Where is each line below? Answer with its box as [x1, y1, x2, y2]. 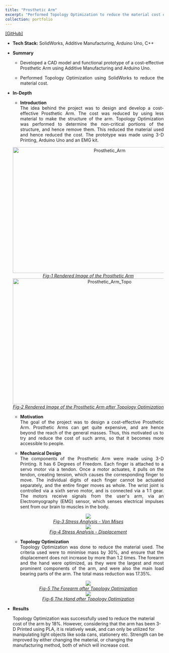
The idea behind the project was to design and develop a [20, 105, 151, 111]
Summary [12, 50, 34, 56]
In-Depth [12, 90, 32, 96]
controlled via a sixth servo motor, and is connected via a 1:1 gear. [20, 488, 164, 494]
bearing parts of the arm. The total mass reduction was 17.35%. [20, 571, 152, 577]
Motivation [20, 414, 44, 420]
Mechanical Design [20, 450, 61, 456]
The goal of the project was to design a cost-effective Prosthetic [20, 419, 164, 425]
